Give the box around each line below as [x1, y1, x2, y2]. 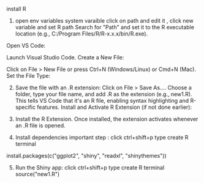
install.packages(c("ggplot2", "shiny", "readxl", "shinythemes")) [6, 152, 167, 159]
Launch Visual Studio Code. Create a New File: [6, 54, 124, 61]
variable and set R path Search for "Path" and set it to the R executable [15, 24, 195, 31]
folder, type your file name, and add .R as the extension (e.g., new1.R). [15, 91, 192, 97]
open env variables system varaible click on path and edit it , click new [15, 17, 194, 24]
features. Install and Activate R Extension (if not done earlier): [36, 103, 192, 111]
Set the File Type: [6, 72, 51, 79]
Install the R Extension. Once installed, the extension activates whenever [15, 116, 198, 122]
